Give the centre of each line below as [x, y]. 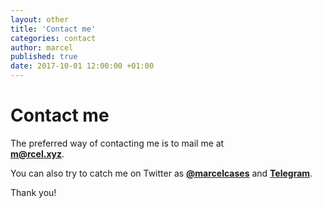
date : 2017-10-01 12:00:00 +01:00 [82, 66]
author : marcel [42, 47]
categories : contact [53, 38]
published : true [44, 57]
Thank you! [33, 192]
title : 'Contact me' [53, 29]
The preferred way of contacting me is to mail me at [117, 143]
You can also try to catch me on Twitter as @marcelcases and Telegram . [161, 173]
